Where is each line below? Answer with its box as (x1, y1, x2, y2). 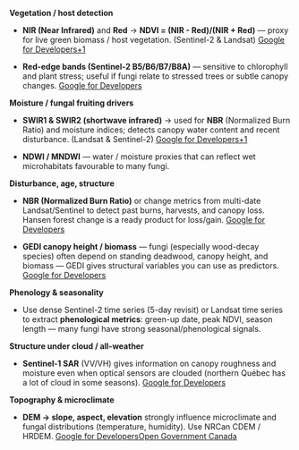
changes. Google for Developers (21, 81, 142, 90)
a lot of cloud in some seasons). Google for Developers (21, 378, 226, 387)
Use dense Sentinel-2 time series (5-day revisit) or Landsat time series (21, 304, 284, 315)
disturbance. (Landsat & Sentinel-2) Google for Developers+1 (21, 134, 248, 144)
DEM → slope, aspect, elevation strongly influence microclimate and (21, 412, 278, 422)
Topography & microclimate (9, 395, 115, 405)
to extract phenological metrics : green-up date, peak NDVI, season (21, 314, 273, 325)
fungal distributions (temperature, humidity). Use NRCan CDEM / (21, 421, 261, 432)
